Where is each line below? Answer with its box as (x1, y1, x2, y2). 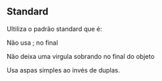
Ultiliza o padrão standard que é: (6, 24, 102, 33)
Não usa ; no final (6, 38, 58, 47)
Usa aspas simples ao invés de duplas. (6, 65, 120, 74)
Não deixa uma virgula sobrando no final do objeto (6, 52, 155, 60)
